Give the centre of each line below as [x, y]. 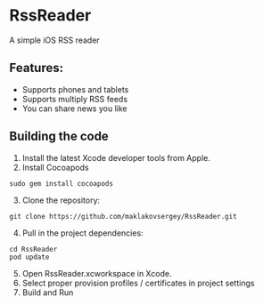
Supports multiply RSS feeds [74, 99]
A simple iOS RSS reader [54, 40]
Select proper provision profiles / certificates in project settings [138, 283]
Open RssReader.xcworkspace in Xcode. [97, 273]
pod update [29, 257]
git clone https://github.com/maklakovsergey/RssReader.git [123, 216]
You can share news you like [74, 108]
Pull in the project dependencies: [83, 233]
